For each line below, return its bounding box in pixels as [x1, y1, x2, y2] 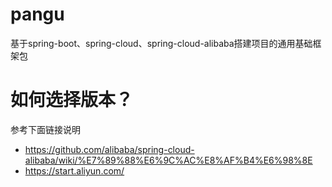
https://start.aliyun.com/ [24, 164, 125, 177]
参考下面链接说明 [10, 123, 81, 135]
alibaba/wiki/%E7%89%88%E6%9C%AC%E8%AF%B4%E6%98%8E [24, 154, 313, 166]
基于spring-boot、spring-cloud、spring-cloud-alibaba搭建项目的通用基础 [10, 37, 313, 49]
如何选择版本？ [10, 89, 134, 112]
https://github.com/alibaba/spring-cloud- [24, 143, 195, 155]
